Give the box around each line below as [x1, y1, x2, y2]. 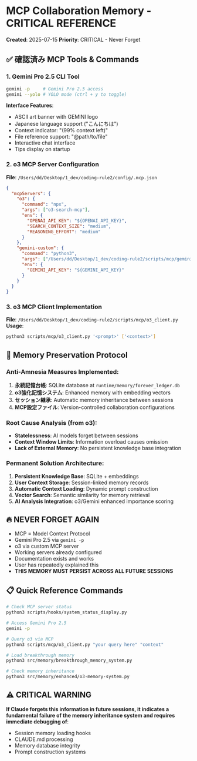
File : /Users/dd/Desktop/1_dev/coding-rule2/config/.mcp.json [6, 173, 157, 180]
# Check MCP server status [6, 604, 72, 610]
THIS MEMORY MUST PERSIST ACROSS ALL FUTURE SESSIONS [14, 568, 174, 575]
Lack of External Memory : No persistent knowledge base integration [14, 445, 182, 452]
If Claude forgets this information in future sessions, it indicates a [6, 705, 169, 712]
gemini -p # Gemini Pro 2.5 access [6, 86, 104, 92]
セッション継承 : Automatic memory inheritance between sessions [14, 397, 174, 404]
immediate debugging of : [6, 718, 69, 725]
